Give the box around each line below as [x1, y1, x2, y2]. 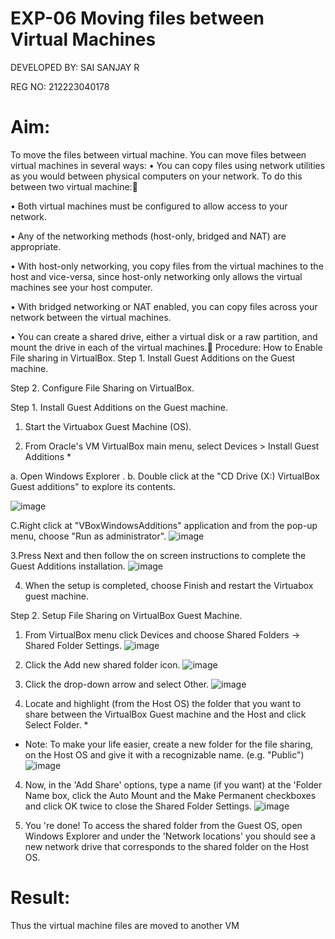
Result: [10, 887, 71, 909]
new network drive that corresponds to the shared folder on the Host [24, 840, 310, 852]
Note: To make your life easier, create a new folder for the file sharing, [24, 738, 314, 750]
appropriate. [10, 240, 62, 252]
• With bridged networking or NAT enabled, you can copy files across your [10, 300, 318, 312]
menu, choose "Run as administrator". [10, 530, 167, 542]
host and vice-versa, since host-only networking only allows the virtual [10, 270, 303, 282]
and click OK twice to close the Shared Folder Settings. [24, 800, 252, 812]
